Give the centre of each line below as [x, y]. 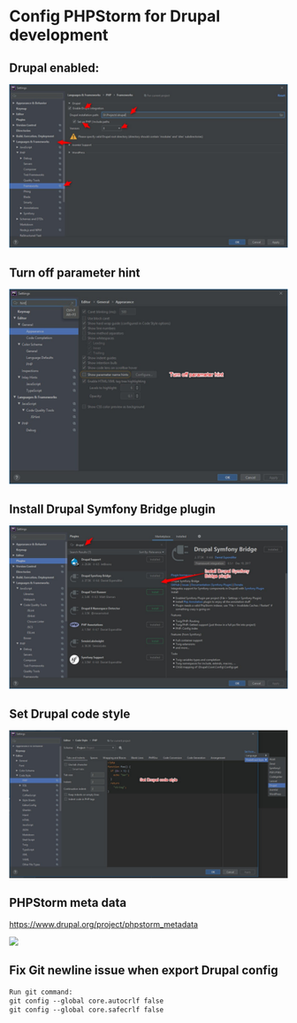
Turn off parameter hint [75, 272]
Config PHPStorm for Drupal [115, 16]
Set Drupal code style [70, 713]
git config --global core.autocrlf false [87, 1001]
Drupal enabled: [54, 68]
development [59, 35]
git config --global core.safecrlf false [87, 1010]
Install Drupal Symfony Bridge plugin [113, 509]
